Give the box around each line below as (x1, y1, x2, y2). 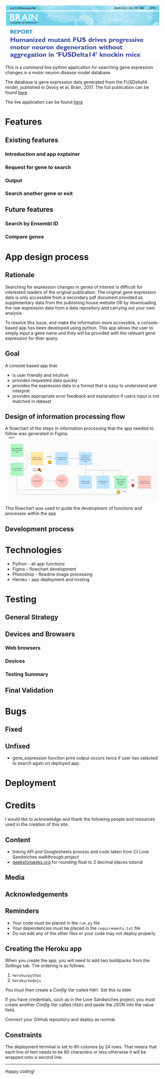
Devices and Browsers (5, 630, 75, 638)
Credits (5, 800, 36, 811)
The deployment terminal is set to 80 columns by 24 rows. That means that (5, 1044, 157, 1050)
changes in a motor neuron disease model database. (5, 70, 111, 76)
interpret (12, 388, 30, 394)
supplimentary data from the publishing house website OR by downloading (5, 299, 156, 305)
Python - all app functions (12, 560, 65, 567)
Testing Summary (5, 671, 49, 678)
